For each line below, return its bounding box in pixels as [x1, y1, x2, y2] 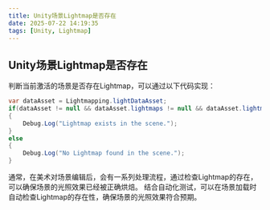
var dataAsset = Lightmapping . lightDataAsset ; [8, 97, 167, 105]
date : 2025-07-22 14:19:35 [8, 19, 99, 27]
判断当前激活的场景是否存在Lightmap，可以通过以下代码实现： [8, 81, 215, 91]
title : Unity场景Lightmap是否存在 [8, 11, 117, 20]
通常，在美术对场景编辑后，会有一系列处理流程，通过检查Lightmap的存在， [8, 172, 258, 182]
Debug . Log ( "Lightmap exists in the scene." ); [22, 119, 178, 127]
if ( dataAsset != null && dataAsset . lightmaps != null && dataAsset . [8, 105, 243, 113]
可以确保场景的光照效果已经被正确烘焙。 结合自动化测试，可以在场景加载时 [8, 182, 257, 192]
